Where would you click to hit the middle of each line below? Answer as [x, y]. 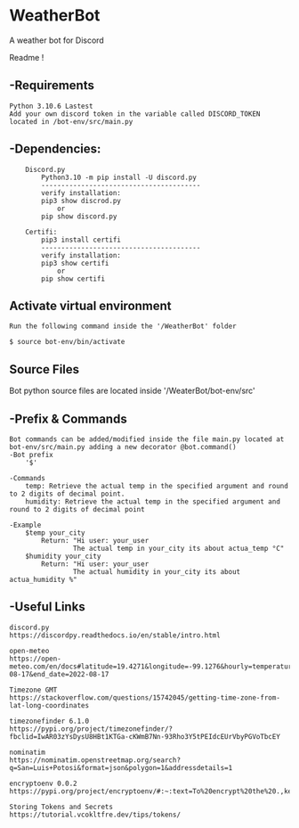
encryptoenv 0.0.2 [43, 783]
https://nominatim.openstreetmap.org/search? [95, 760]
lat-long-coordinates [49, 705]
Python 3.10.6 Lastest [51, 106]
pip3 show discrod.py [81, 201]
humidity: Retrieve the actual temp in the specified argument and [153, 502]
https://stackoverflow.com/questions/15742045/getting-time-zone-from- [145, 697]
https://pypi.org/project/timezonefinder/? [91, 729]
